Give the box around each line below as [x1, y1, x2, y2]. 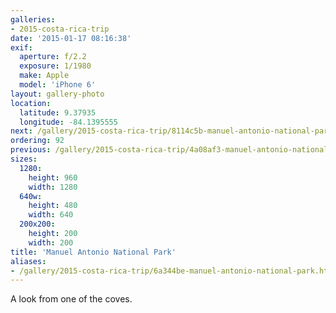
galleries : [10, 14, 56, 25]
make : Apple [19, 71, 70, 81]
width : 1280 [28, 182, 78, 192]
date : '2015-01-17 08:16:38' [10, 33, 132, 43]
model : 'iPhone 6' [19, 80, 97, 90]
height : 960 [28, 172, 78, 183]
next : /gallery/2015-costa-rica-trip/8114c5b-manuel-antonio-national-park [10, 126, 333, 136]
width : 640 [28, 210, 74, 220]
